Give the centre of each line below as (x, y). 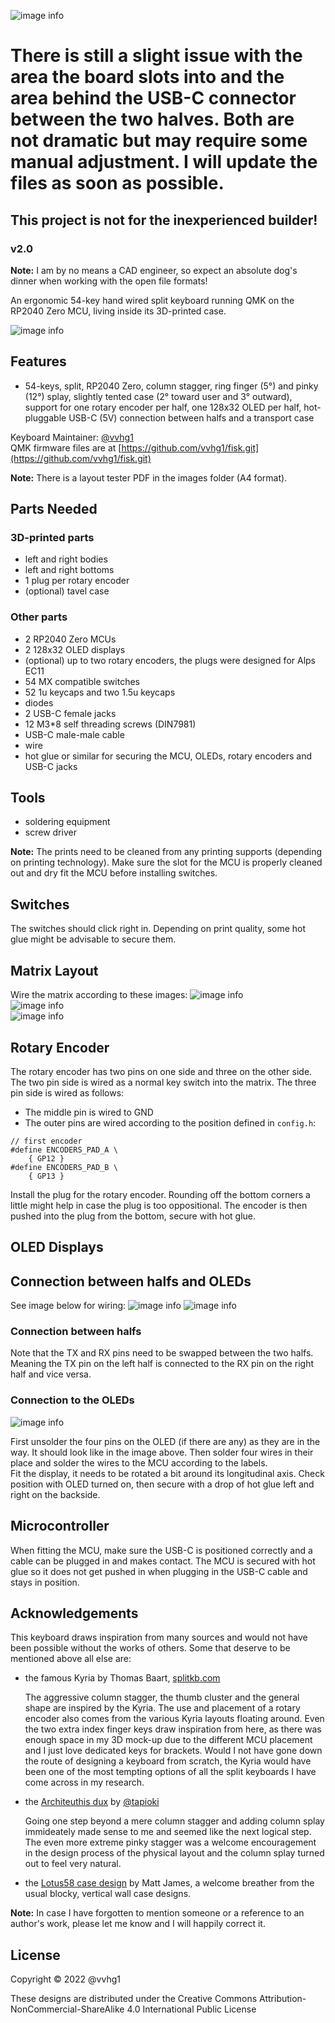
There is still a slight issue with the (156, 56)
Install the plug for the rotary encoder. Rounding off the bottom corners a (160, 1194)
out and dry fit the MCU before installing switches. (114, 873)
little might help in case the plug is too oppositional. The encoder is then (159, 1205)
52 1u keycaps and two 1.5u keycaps (100, 692)
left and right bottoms (69, 570)
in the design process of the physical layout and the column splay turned (174, 1853)
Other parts (39, 617)
